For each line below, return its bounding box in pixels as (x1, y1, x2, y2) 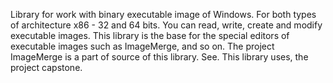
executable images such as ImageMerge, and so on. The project (10, 40, 275, 52)
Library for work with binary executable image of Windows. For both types (10, 9, 317, 20)
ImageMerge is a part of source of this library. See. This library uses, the (10, 51, 309, 63)
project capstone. (10, 62, 83, 73)
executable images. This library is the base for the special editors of (10, 30, 290, 41)
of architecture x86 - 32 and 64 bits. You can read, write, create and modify (10, 19, 323, 31)
